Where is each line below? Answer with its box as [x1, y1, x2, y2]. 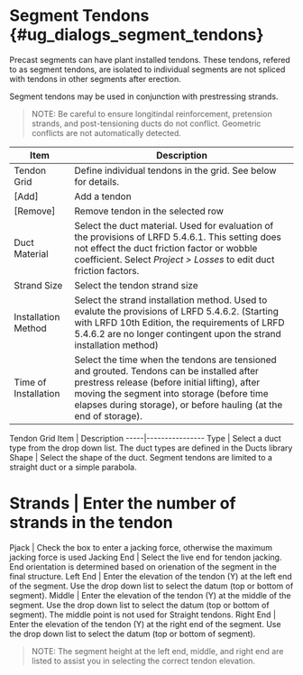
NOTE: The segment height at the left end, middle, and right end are [31, 645, 284, 656]
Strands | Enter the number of [9, 493, 236, 514]
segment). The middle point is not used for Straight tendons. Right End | [9, 609, 277, 620]
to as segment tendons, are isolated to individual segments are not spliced [9, 64, 286, 75]
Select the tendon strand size [74, 278, 198, 291]
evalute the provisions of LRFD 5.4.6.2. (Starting [74, 305, 280, 317]
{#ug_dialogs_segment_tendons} [9, 24, 264, 45]
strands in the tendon [9, 513, 173, 533]
